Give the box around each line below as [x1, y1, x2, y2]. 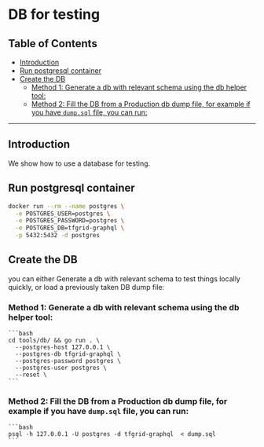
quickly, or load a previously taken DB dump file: [8, 282, 165, 291]
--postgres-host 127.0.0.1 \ [15, 343, 111, 351]
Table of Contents [8, 37, 98, 50]
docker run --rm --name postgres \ [8, 202, 125, 210]
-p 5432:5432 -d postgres [15, 232, 101, 240]
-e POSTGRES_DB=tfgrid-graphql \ [15, 224, 125, 233]
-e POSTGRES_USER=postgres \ [15, 210, 111, 218]
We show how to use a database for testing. [8, 159, 151, 168]
